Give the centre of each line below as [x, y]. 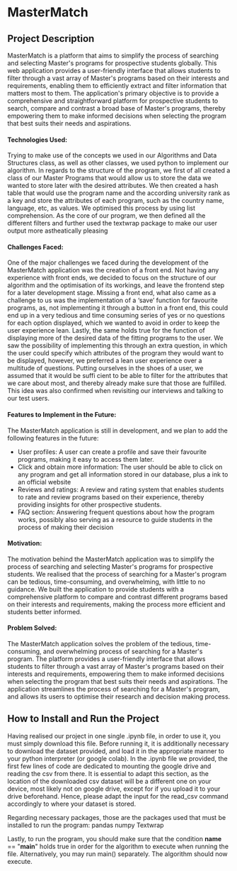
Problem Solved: [32, 628]
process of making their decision [65, 527]
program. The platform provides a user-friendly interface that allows [106, 659]
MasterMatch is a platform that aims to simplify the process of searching [113, 55]
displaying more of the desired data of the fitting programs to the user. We [116, 338]
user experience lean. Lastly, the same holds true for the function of [106, 331]
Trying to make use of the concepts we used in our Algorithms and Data [112, 155]
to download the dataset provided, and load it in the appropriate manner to [116, 751]
